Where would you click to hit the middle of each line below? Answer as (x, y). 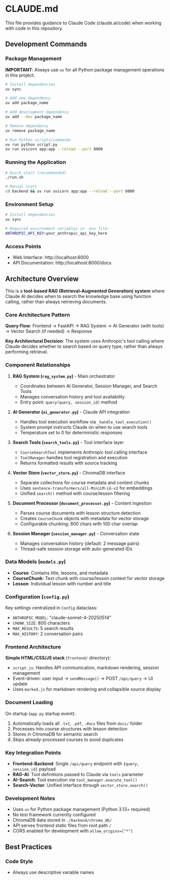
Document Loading (29, 703)
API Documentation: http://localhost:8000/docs (62, 263)
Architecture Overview (42, 279)
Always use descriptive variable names (53, 872)
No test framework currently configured (54, 815)
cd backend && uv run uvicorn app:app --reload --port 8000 (70, 191)
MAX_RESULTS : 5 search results (43, 629)
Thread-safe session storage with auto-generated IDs (76, 548)
